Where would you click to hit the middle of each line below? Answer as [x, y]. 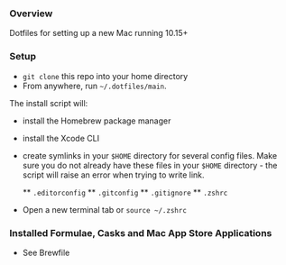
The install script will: [49, 103]
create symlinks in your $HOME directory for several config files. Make [150, 155]
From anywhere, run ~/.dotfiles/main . [94, 86]
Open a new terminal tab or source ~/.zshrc [105, 209]
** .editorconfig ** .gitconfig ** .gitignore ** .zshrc [125, 192]
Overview [31, 14]
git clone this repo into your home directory [105, 76]
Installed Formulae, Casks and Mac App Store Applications [141, 233]
